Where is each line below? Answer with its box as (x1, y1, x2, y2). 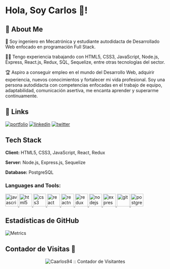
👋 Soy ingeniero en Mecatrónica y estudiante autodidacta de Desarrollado (5, 38, 160, 44)
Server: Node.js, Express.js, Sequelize (5, 159, 86, 165)
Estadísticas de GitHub (5, 217, 79, 225)
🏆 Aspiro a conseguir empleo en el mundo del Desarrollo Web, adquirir (5, 69, 155, 75)
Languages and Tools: (5, 182, 61, 189)
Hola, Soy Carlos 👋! (5, 5, 88, 16)
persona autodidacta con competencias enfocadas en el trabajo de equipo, (5, 82, 162, 88)
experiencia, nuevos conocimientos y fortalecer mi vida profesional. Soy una (5, 76, 165, 83)
